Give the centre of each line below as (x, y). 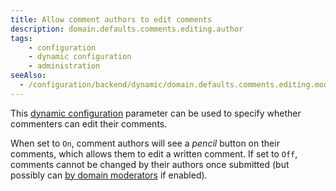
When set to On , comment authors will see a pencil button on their (145, 143)
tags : (21, 38)
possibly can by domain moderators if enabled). (109, 175)
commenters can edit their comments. (89, 123)
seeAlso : (28, 76)
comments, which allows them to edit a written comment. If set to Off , (154, 153)
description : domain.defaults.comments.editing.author (127, 29)
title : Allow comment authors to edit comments (111, 19)
